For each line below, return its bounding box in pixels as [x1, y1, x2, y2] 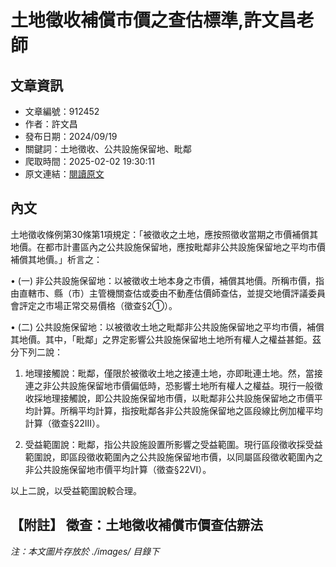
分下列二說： [10, 346, 63, 358]
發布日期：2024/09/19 [24, 131, 118, 142]
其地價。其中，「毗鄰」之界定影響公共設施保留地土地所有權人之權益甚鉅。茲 [10, 333, 322, 345]
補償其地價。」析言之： [10, 253, 103, 265]
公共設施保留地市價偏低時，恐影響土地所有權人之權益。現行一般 [51, 379, 315, 391]
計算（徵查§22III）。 [24, 417, 106, 429]
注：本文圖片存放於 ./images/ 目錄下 [10, 545, 160, 557]
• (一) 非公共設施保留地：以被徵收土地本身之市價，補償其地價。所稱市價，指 [10, 274, 325, 286]
